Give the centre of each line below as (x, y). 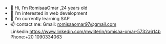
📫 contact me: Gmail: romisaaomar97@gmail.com (63, 24)
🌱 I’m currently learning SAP (40, 18)
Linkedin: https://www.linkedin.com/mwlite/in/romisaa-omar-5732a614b (85, 31)
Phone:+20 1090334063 (36, 37)
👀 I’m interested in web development (49, 13)
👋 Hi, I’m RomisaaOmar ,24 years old (49, 8)
